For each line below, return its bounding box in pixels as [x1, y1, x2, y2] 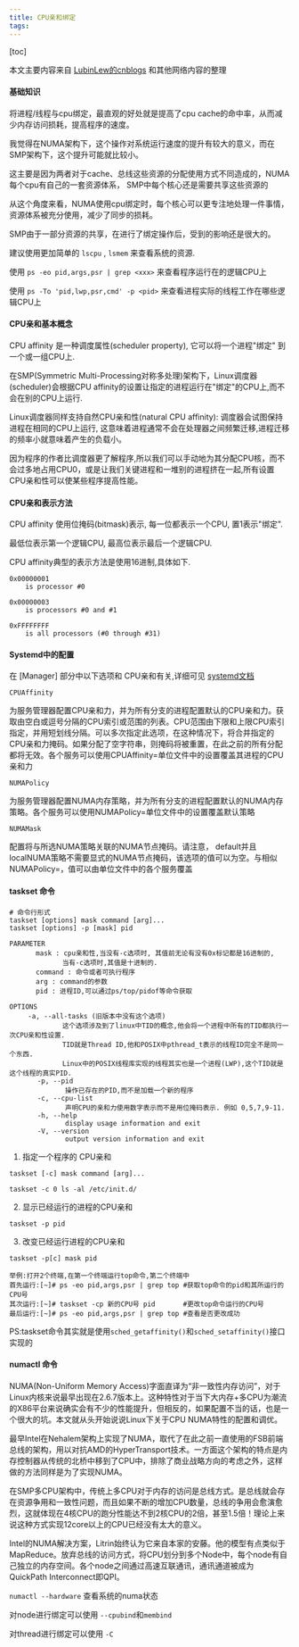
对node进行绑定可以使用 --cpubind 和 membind [9, 1609, 172, 1620]
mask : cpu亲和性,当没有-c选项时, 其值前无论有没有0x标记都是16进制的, [35, 948, 275, 958]
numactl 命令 [9, 1359, 58, 1370]
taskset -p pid [9, 1219, 66, 1228]
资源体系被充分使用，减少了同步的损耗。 [9, 209, 158, 220]
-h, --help [36, 1110, 77, 1120]
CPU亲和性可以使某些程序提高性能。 [9, 475, 143, 486]
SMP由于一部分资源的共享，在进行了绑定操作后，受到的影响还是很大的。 [9, 229, 276, 239]
